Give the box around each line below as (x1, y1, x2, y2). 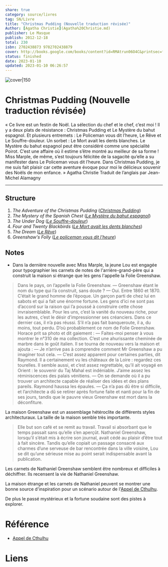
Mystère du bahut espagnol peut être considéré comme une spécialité (5, 143, 150, 149)
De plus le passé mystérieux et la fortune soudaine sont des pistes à (5, 495, 146, 501)
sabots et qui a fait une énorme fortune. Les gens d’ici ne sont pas (17, 298, 154, 304)
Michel (5, 175, 19, 181)
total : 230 (5, 40, 28, 45)
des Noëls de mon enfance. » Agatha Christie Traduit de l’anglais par (5, 170, 147, 176)
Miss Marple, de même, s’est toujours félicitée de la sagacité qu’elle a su (5, 154, 154, 160)
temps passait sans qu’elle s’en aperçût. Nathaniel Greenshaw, (17, 429, 146, 435)
